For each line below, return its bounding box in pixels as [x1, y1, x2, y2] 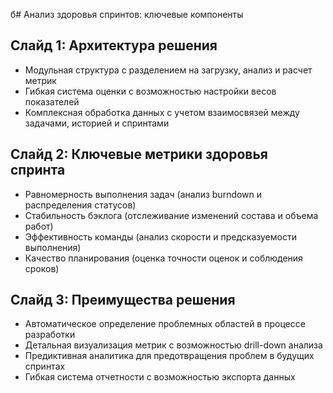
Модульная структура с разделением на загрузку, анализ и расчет [24, 64, 313, 76]
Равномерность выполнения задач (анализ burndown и [24, 188, 263, 200]
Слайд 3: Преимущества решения [10, 292, 236, 309]
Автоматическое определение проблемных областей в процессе [24, 318, 306, 330]
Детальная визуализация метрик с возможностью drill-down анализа [24, 339, 323, 351]
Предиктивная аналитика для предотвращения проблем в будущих [24, 350, 315, 362]
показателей [24, 95, 80, 108]
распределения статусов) [24, 199, 137, 211]
